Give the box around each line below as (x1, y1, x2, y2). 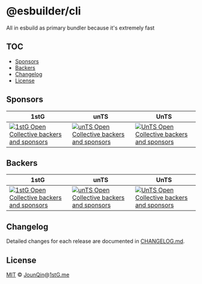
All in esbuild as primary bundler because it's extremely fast (6, 24, 155, 31)
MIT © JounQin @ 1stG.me (6, 271, 70, 278)
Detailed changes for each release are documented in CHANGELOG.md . (6, 238, 185, 245)
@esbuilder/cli (6, 4, 81, 18)
